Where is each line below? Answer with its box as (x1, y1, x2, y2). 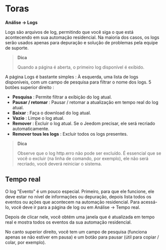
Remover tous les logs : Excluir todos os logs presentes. (12, 131, 128, 137)
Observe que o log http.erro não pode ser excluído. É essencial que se (17, 150, 162, 156)
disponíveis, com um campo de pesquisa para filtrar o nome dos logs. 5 (5, 79, 152, 85)
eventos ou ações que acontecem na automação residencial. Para (5, 199, 140, 205)
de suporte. (5, 45, 29, 51)
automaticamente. (12, 125, 50, 132)
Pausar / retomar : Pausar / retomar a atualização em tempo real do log (12, 99, 159, 105)
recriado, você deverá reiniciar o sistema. (17, 161, 102, 167)
